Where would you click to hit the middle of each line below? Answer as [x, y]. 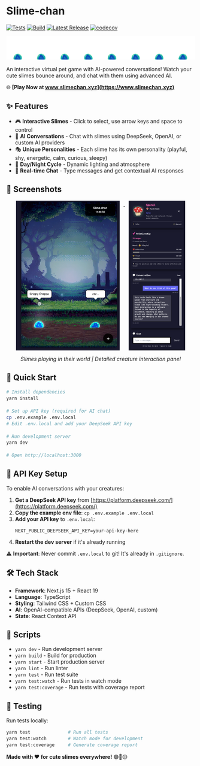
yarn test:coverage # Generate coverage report [72, 745]
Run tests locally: [27, 720]
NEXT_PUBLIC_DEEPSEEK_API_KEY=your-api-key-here [77, 531]
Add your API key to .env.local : [55, 519]
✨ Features [27, 106]
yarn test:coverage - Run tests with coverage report [80, 688]
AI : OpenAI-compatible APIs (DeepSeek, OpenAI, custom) [86, 610]
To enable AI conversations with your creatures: [65, 488]
